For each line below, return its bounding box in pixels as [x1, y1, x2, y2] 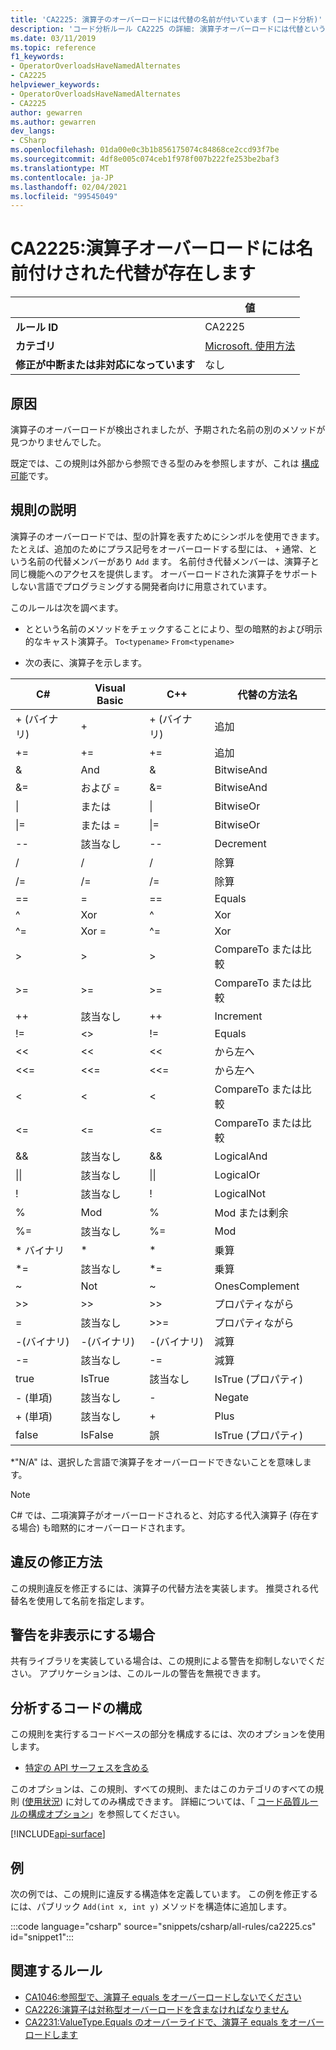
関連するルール [10, 1962, 103, 1980]
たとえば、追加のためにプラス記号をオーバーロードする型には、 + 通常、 [10, 542, 309, 555]
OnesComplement [214, 1279, 300, 1293]
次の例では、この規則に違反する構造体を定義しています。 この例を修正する [10, 1888, 319, 1900]
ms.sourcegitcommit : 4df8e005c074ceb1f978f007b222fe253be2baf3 [10, 154, 280, 164]
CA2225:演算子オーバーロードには [10, 237, 297, 260]
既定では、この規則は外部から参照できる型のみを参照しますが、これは [10, 457, 300, 469]
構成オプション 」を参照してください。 [27, 1808, 186, 1820]
